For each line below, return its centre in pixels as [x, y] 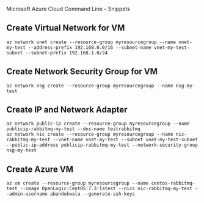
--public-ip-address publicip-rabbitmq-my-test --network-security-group [102, 145]
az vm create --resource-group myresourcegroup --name [78, 183]
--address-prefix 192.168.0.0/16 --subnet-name [90, 47]
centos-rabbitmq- [173, 183]
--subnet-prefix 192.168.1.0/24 [67, 53]
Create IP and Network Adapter [67, 110]
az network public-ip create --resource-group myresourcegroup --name [98, 124]
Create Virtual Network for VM [66, 28]
